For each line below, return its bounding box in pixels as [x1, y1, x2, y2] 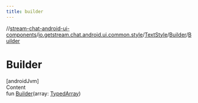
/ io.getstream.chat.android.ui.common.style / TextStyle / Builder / [36, 31, 189, 38]
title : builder [6, 8, 44, 15]
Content [6, 84, 26, 91]
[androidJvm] [6, 77, 40, 84]
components [6, 31, 37, 38]
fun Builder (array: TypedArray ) [6, 89, 81, 97]
